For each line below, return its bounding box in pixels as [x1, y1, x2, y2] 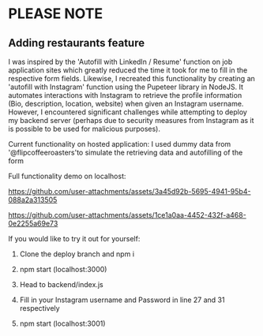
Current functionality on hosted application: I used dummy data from [8, 140, 231, 148]
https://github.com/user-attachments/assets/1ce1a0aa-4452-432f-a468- [8, 211, 246, 219]
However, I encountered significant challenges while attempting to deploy [8, 107, 247, 117]
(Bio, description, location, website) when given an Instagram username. [8, 99, 244, 108]
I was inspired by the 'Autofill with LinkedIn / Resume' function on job [8, 57, 233, 66]
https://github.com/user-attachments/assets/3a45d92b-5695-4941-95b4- [8, 187, 251, 196]
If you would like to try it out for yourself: [8, 234, 141, 243]
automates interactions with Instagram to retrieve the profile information [8, 91, 242, 99]
